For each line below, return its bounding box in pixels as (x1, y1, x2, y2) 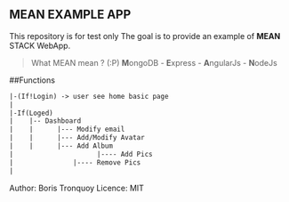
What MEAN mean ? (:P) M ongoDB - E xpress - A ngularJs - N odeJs (30, 57, 277, 68)
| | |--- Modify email (9, 125, 125, 134)
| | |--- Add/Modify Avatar (9, 133, 145, 142)
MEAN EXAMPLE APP (9, 7, 132, 22)
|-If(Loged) (9, 109, 53, 117)
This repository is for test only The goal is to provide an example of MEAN (9, 30, 281, 41)
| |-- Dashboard (9, 117, 82, 125)
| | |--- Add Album (9, 141, 114, 150)
